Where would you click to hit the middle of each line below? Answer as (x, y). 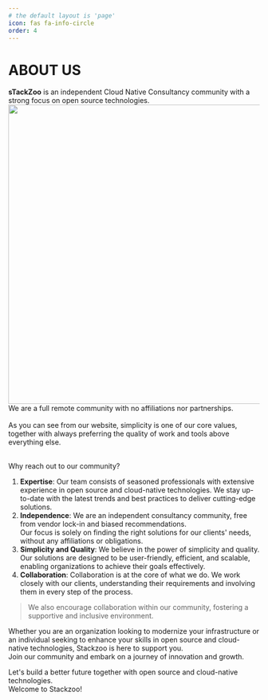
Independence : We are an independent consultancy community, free (133, 516)
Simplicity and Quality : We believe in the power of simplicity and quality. (140, 550)
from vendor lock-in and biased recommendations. (103, 524)
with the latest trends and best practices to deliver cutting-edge (151, 499)
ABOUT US (45, 70)
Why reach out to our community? (64, 466)
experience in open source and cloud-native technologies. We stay (130, 490)
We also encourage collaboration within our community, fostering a (138, 607)
